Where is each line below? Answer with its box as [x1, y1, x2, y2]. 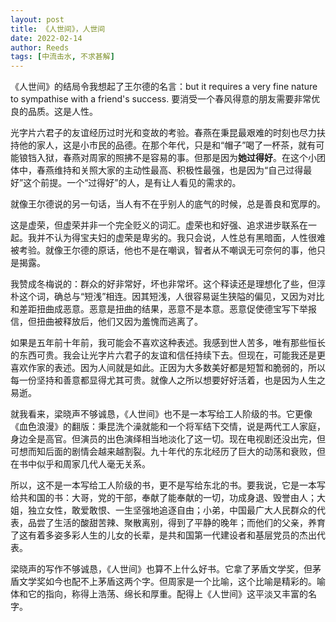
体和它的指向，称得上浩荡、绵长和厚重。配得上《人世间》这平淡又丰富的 [10, 588, 308, 600]
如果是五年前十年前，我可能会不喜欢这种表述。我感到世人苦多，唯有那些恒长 [10, 337, 326, 349]
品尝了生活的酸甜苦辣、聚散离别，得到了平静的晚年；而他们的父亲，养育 [27, 517, 326, 529]
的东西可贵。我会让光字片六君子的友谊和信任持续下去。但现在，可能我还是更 [10, 349, 326, 361]
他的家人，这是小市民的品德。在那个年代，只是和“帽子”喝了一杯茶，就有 [18, 139, 317, 151]
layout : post [10, 14, 65, 25]
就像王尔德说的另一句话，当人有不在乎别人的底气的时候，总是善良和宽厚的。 [10, 198, 326, 210]
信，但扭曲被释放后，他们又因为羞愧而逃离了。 [10, 316, 203, 328]
